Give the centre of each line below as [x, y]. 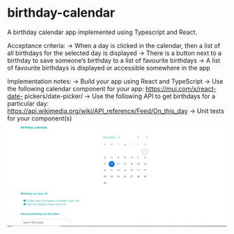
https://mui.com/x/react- [181, 88]
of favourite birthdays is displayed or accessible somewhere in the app [109, 68]
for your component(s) [40, 118]
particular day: [28, 103]
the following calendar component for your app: [76, 88]
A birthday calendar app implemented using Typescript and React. [102, 32]
